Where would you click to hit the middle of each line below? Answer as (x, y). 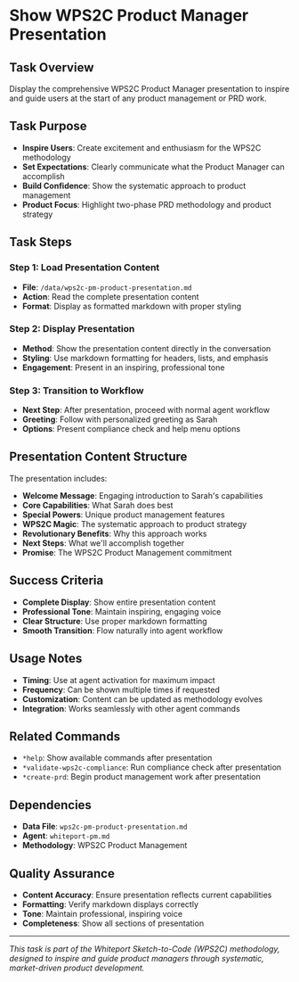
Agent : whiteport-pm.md (66, 836)
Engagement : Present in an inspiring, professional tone (123, 367)
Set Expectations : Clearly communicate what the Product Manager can (153, 167)
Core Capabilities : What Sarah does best (97, 505)
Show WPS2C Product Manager (129, 16)
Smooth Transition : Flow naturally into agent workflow (122, 631)
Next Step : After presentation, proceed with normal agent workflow (145, 410)
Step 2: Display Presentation (72, 329)
